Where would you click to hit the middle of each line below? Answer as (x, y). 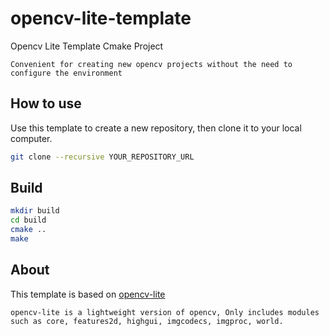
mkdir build (35, 211)
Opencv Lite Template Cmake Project (87, 46)
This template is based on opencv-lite (88, 294)
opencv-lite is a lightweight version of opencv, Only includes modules (165, 312)
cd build (28, 220)
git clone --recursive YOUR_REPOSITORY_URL (102, 157)
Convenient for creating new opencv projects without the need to (151, 64)
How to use (46, 103)
